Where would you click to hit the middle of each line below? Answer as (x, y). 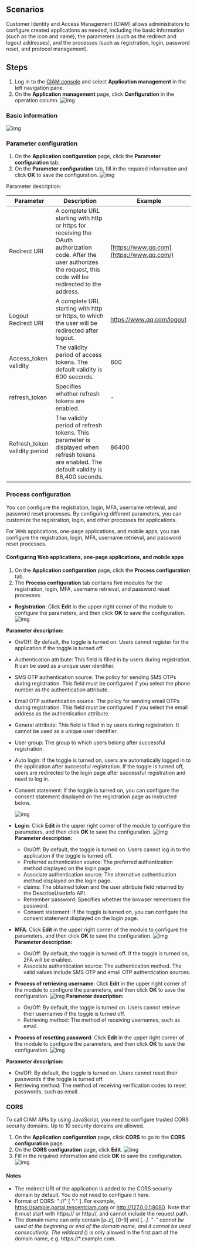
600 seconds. (74, 377)
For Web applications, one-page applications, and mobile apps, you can (93, 531)
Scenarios (25, 10)
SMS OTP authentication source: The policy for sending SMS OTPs (95, 677)
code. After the (76, 255)
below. (23, 802)
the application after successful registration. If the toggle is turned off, (99, 766)
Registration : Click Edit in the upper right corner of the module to (94, 606)
